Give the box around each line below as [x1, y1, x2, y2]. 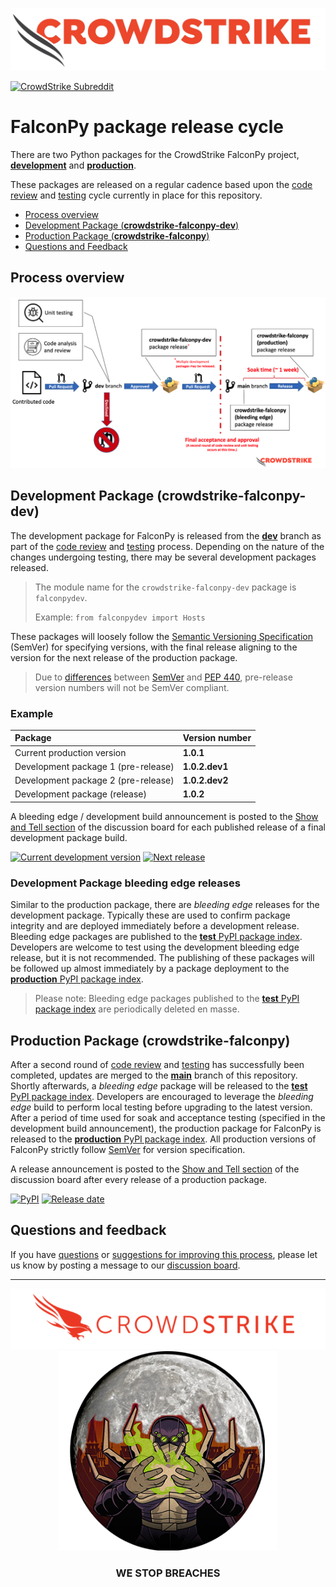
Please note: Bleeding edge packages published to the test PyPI [34, 993, 300, 1005]
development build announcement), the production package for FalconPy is [10, 1123, 322, 1135]
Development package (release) [14, 788, 148, 800]
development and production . [10, 159, 137, 171]
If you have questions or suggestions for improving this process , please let [10, 1248, 318, 1260]
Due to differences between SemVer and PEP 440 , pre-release [34, 671, 293, 683]
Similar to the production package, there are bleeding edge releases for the [10, 899, 320, 911]
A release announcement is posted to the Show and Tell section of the [10, 1163, 300, 1175]
